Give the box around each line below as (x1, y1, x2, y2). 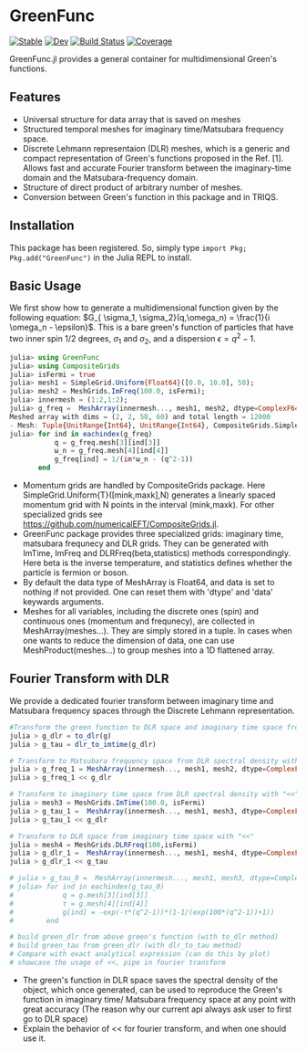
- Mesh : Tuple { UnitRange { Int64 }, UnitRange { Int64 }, (9, 421, 209, 430)
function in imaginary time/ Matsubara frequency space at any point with (22, 993, 296, 1004)
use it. (22, 1033, 46, 1044)
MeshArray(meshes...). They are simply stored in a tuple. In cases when (22, 625, 293, 636)
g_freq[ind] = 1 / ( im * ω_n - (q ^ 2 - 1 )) (54, 455, 194, 464)
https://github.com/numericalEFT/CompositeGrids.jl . (22, 519, 219, 530)
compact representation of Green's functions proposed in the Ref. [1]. (22, 152, 284, 163)
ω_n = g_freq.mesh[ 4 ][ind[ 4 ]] (54, 447, 169, 456)
